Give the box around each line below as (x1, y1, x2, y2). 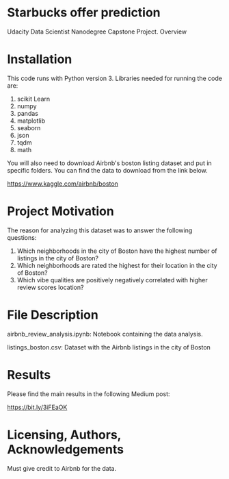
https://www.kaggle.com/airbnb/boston (7, 180, 118, 188)
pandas (16, 109, 39, 117)
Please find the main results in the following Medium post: (7, 389, 170, 398)
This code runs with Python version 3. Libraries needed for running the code (7, 74, 222, 82)
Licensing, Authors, (7, 427, 122, 443)
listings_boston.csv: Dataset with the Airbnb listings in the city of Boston (7, 343, 211, 351)
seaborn (16, 123, 41, 132)
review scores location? (16, 283, 84, 291)
